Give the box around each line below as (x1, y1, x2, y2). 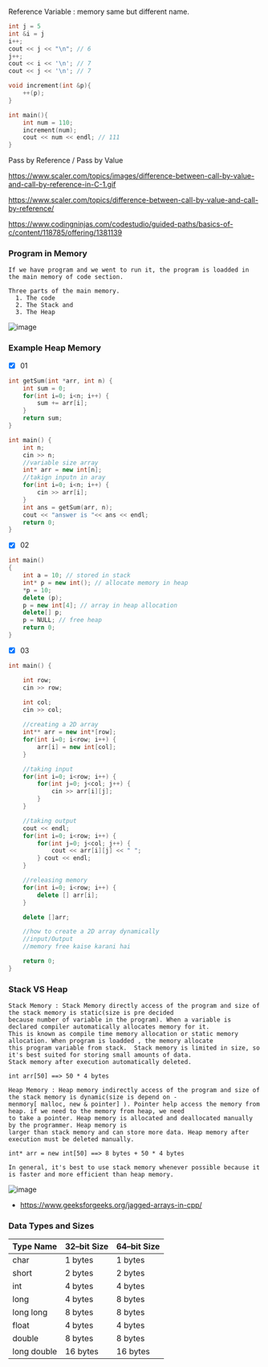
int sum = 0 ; (22, 384, 67, 392)
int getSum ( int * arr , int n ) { (8, 377, 113, 385)
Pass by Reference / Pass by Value (8, 156, 124, 166)
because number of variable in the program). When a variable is (8, 1016, 231, 1024)
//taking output (22, 817, 78, 825)
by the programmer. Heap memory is (8, 1121, 128, 1130)
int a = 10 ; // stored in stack (22, 571, 131, 579)
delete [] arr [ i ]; (37, 891, 99, 899)
